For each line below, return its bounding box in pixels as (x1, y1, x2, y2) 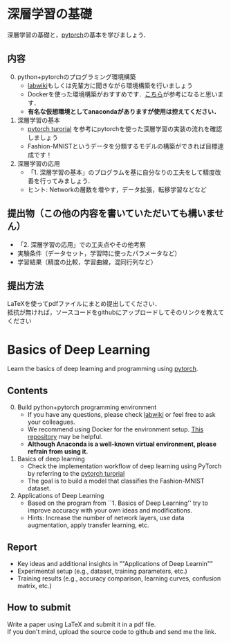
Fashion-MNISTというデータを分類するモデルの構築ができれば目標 (27, 142, 218, 150)
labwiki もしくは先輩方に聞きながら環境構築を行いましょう (27, 81, 194, 89)
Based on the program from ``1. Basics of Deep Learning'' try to (27, 499, 209, 507)
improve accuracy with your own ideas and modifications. (27, 506, 192, 515)
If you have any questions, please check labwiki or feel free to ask (27, 411, 216, 419)
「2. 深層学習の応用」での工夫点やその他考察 (17, 240, 147, 248)
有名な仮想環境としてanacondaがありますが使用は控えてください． (27, 107, 220, 115)
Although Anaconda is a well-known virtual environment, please (27, 440, 216, 448)
